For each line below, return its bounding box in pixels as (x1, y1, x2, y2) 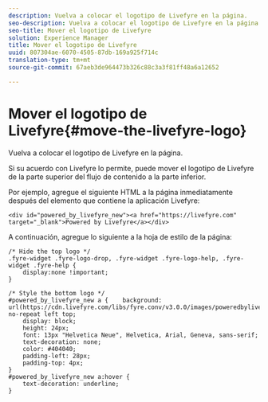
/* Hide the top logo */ (8, 248, 91, 256)
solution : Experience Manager (8, 33, 109, 42)
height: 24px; (22, 324, 69, 332)
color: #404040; (22, 345, 77, 353)
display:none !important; (22, 268, 109, 276)
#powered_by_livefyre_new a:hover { (8, 373, 130, 381)
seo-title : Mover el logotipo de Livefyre (8, 26, 152, 34)
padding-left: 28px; (22, 352, 91, 360)
